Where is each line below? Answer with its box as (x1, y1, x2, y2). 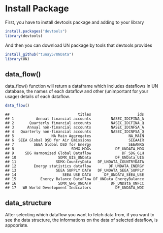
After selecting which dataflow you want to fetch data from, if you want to (5, 211, 155, 217)
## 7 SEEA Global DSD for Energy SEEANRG (5, 142, 144, 147)
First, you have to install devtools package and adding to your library (5, 19, 144, 25)
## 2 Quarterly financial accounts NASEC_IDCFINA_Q (5, 121, 144, 126)
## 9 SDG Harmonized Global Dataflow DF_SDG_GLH (5, 151, 144, 156)
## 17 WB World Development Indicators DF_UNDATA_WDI (5, 185, 144, 190)
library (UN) (5, 56, 30, 62)
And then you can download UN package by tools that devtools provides (5, 42, 153, 48)
